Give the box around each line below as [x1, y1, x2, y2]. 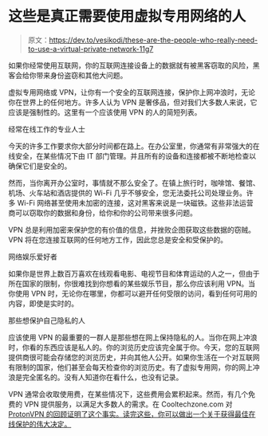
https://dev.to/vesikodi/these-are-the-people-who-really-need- [49, 35, 258, 45]
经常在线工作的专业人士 [8, 124, 85, 134]
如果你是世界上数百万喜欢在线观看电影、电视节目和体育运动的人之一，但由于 [8, 269, 260, 278]
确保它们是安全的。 [8, 161, 72, 171]
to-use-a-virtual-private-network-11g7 [27, 44, 154, 53]
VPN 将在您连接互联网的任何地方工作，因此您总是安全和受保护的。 [8, 234, 228, 244]
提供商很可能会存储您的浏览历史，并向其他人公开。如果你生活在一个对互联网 [8, 352, 260, 362]
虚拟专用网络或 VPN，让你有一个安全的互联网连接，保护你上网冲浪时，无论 [8, 87, 256, 96]
